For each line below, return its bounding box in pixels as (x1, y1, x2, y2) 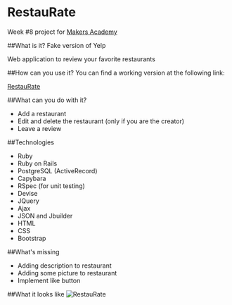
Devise (17, 189, 38, 197)
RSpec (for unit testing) (17, 181, 86, 190)
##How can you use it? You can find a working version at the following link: (7, 68, 225, 77)
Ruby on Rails (17, 159, 58, 168)
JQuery (17, 197, 40, 205)
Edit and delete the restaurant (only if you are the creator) (17, 117, 185, 125)
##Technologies (7, 138, 55, 147)
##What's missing (7, 247, 60, 256)
